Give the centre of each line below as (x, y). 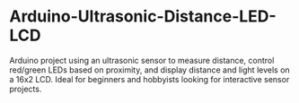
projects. (26, 89)
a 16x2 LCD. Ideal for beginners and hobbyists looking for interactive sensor (149, 79)
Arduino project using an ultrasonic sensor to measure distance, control (142, 60)
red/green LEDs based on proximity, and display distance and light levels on (149, 70)
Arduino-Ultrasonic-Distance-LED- (143, 17)
